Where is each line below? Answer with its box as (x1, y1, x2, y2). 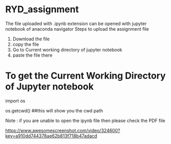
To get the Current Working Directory (5, 70, 166, 82)
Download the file (12, 36, 50, 42)
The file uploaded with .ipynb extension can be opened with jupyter (5, 20, 147, 27)
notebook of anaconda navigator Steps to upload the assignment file (5, 26, 149, 32)
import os (5, 98, 25, 104)
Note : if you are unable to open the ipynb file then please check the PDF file (5, 117, 165, 124)
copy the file (12, 41, 39, 47)
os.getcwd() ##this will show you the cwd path (5, 107, 103, 113)
